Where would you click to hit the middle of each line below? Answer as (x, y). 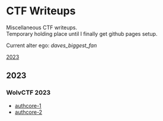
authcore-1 (28, 106)
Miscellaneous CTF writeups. (42, 27)
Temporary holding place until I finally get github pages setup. (82, 33)
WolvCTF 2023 (28, 92)
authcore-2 (28, 112)
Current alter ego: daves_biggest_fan (52, 45)
